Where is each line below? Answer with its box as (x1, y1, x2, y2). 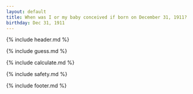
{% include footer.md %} (6, 82, 67, 89)
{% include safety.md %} (6, 71, 68, 78)
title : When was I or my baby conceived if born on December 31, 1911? (6, 14, 187, 20)
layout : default (6, 8, 46, 15)
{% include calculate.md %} (6, 59, 75, 66)
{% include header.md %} (6, 36, 69, 43)
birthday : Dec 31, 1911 (6, 20, 65, 26)
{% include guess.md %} (6, 48, 67, 55)
